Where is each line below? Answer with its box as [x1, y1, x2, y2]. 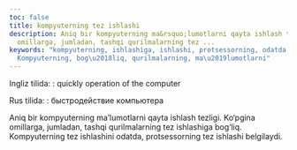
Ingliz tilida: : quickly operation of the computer [9, 79, 181, 88]
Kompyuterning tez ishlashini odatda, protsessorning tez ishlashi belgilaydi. [9, 131, 283, 141]
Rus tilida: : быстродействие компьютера [9, 95, 164, 106]
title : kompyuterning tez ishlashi [9, 21, 141, 30]
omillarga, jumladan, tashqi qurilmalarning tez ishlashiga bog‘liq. [9, 122, 242, 132]
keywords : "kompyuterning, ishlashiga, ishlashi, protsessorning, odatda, [9, 46, 291, 55]
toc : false [9, 12, 49, 22]
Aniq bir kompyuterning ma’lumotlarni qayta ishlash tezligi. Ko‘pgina [9, 112, 256, 123]
